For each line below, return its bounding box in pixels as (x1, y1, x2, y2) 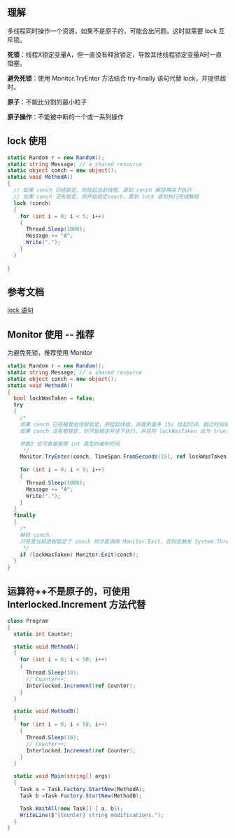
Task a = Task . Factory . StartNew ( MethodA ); (20, 786, 145, 793)
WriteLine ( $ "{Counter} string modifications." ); (20, 811, 164, 818)
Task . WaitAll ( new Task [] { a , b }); (20, 805, 124, 812)
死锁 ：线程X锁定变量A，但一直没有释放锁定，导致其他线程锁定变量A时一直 (7, 50, 222, 58)
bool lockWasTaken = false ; (13, 395, 96, 402)
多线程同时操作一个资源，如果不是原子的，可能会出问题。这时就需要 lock (7, 27, 218, 35)
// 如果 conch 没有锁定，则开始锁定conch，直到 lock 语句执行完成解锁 (13, 193, 199, 200)
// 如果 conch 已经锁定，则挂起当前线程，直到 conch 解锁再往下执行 (13, 187, 192, 194)
